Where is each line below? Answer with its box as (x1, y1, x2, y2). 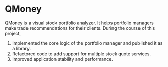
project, (5, 30, 21, 36)
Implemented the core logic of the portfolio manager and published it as (12, 40, 163, 46)
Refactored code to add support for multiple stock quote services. (12, 51, 151, 57)
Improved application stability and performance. (12, 56, 113, 62)
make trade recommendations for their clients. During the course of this (5, 25, 155, 31)
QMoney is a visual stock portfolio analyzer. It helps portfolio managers (5, 20, 154, 26)
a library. (12, 45, 31, 51)
